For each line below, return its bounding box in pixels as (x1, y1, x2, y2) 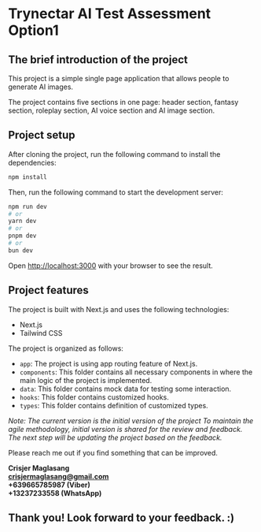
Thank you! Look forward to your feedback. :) (8, 512, 235, 525)
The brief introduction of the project (8, 53, 189, 66)
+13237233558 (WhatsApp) (8, 488, 102, 497)
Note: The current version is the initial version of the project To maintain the (8, 415, 254, 426)
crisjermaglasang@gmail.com (8, 471, 109, 481)
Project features (8, 284, 89, 297)
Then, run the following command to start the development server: (8, 187, 224, 197)
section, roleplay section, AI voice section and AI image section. (8, 106, 215, 115)
